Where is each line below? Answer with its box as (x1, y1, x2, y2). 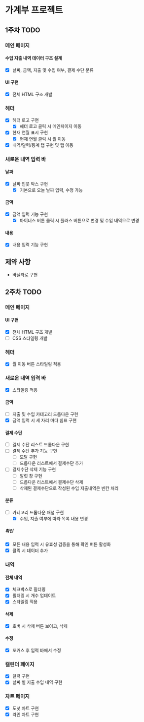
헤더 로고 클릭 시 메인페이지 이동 (19, 123, 82, 129)
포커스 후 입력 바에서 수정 (12, 647, 62, 653)
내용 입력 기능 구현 (12, 241, 48, 248)
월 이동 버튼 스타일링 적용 (12, 361, 62, 367)
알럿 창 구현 (19, 473, 42, 479)
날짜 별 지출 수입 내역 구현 (12, 679, 63, 685)
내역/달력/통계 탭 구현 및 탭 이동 (12, 142, 73, 148)
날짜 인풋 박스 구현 (12, 180, 48, 186)
